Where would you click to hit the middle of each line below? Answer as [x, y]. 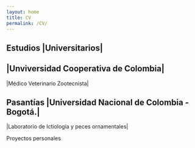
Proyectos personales [34, 138]
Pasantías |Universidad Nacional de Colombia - [98, 102]
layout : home [23, 12]
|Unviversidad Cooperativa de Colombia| [85, 69]
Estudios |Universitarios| [55, 48]
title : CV [19, 18]
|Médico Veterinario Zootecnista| [48, 83]
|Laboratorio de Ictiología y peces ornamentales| [67, 127]
